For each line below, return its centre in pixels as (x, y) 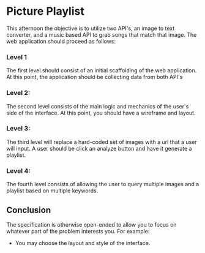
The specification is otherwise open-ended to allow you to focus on (91, 224)
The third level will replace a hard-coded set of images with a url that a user (102, 142)
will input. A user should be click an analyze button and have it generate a (99, 148)
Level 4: (18, 171)
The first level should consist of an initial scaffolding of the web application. (102, 70)
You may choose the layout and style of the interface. (83, 243)
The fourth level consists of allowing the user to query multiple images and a (103, 184)
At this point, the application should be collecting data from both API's (95, 77)
